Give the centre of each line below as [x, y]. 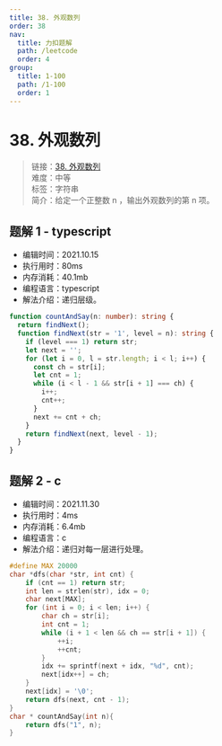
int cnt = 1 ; [66, 625]
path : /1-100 [42, 84]
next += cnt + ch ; [67, 417]
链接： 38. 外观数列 [66, 166]
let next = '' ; [54, 350]
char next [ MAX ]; [56, 599]
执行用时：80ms [52, 266]
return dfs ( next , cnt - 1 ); [77, 699]
